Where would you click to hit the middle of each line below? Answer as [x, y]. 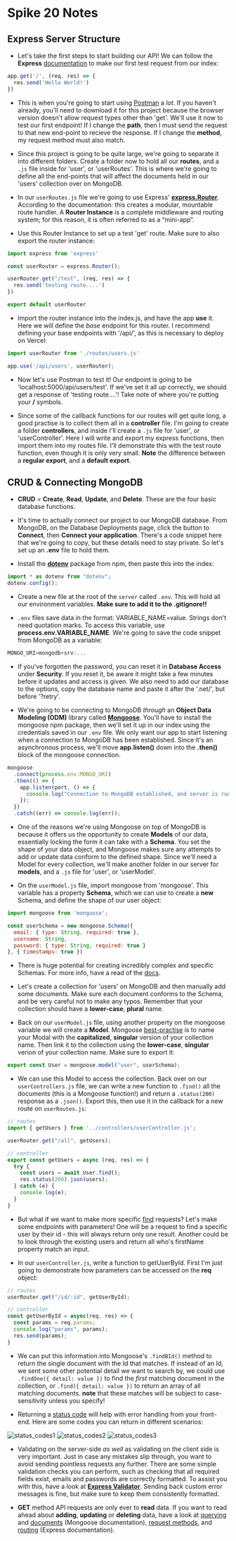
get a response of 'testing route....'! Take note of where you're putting [118, 394]
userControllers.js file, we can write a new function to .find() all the [119, 1086]
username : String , [41, 939]
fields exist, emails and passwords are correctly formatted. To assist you [122, 1478]
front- [208, 1414]
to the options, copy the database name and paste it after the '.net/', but [121, 689]
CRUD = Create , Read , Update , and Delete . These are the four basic [117, 499]
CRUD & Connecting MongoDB [75, 483]
